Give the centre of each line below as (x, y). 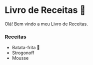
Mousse (20, 58)
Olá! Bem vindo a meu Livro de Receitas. (46, 24)
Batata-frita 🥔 (26, 48)
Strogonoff (23, 53)
